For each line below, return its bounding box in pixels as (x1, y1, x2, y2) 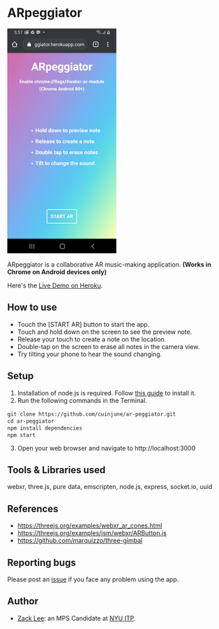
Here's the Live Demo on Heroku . (7, 281, 103, 290)
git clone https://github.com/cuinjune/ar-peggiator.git (7, 411, 176, 418)
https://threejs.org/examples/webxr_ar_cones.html (17, 521, 163, 530)
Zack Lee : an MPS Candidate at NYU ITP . (17, 614, 136, 622)
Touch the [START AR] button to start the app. (17, 320, 150, 328)
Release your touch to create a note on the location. (17, 334, 167, 344)
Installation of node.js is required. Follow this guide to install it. (17, 388, 197, 397)
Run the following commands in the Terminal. (17, 396, 148, 404)
